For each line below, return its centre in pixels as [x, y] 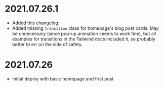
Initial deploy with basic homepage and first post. [63, 78]
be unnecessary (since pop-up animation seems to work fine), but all [84, 33]
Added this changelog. [36, 23]
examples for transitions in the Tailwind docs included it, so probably [84, 39]
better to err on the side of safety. [47, 44]
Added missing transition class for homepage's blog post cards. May [85, 28]
